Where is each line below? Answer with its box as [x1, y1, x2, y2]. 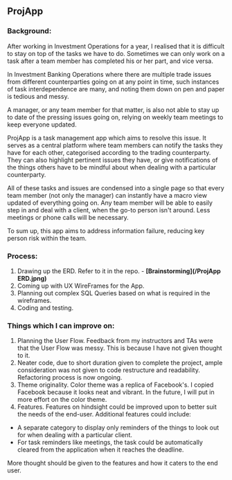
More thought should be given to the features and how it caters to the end [7, 459, 218, 468]
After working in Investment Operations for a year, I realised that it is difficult [7, 41, 225, 50]
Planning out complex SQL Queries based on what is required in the [17, 288, 211, 297]
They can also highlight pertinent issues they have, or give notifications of [7, 156, 218, 164]
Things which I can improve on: [7, 321, 115, 331]
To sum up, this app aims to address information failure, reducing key [7, 226, 205, 234]
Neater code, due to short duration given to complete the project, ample [17, 359, 223, 367]
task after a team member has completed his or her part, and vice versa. [7, 57, 213, 65]
